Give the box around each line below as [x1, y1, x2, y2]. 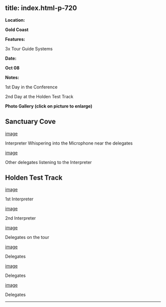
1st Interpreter [5, 196, 34, 202]
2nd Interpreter [5, 215, 36, 221]
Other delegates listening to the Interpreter [5, 159, 92, 165]
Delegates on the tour [5, 234, 49, 240]
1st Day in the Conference [5, 84, 58, 90]
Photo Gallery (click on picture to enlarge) [5, 103, 93, 109]
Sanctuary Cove [5, 117, 56, 126]
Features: [5, 36, 26, 42]
